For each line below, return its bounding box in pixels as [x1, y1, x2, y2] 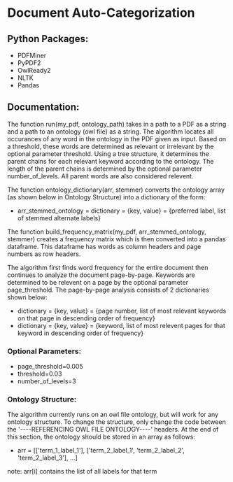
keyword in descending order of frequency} [17, 329, 144, 337]
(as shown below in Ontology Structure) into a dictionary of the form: [7, 192, 206, 201]
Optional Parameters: [7, 346, 82, 356]
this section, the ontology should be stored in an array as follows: [7, 432, 196, 441]
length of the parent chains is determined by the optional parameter [7, 164, 203, 173]
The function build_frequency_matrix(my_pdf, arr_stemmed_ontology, [7, 227, 206, 236]
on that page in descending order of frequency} [17, 313, 155, 322]
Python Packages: [7, 33, 89, 45]
